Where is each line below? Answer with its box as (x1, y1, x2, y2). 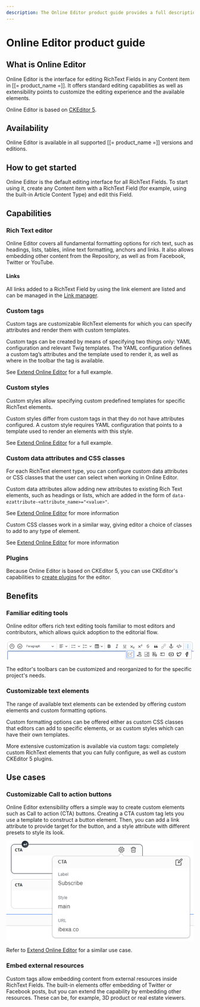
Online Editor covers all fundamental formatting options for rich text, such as (6, 239, 193, 247)
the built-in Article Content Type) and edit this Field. (6, 191, 133, 198)
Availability (6, 123, 49, 133)
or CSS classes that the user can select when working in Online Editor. (6, 474, 179, 481)
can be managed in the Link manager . (6, 292, 99, 299)
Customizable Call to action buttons (6, 790, 112, 798)
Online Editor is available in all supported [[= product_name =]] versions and (6, 139, 193, 146)
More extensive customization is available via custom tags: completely (6, 742, 179, 750)
